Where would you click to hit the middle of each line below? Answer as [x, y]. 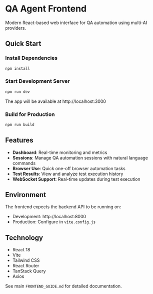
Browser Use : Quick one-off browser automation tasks [69, 168]
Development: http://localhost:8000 [49, 217]
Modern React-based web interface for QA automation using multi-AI [76, 23]
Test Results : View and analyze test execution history [68, 174]
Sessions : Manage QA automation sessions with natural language [80, 158]
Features [19, 140]
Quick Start [23, 44]
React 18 [21, 250]
